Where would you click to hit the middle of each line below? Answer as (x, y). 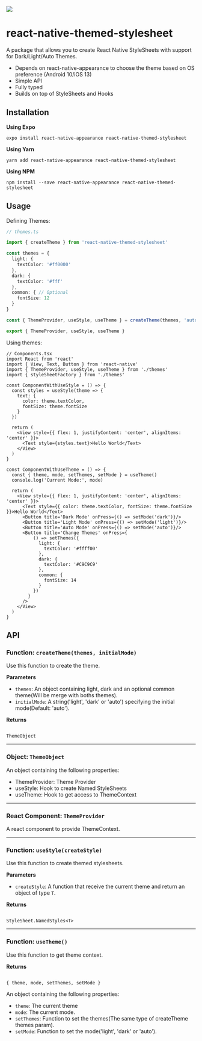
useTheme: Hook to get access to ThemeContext (76, 794)
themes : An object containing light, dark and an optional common (95, 689)
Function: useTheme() (37, 942)
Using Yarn (20, 149)
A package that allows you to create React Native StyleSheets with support (99, 50)
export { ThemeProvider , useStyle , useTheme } (66, 331)
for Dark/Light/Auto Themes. (42, 56)
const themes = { (28, 253)
